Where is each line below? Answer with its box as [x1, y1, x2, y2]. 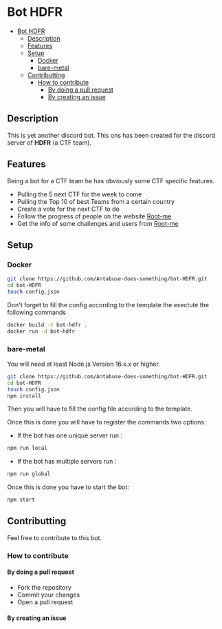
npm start [7, 497, 36, 504]
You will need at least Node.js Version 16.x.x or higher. [7, 360, 160, 368]
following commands [7, 308, 67, 316]
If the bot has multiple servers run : [16, 457, 117, 466]
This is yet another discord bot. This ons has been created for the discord [7, 131, 216, 139]
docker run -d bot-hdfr [7, 328, 76, 335]
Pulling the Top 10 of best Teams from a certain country [16, 197, 175, 205]
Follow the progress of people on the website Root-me [16, 212, 172, 220]
